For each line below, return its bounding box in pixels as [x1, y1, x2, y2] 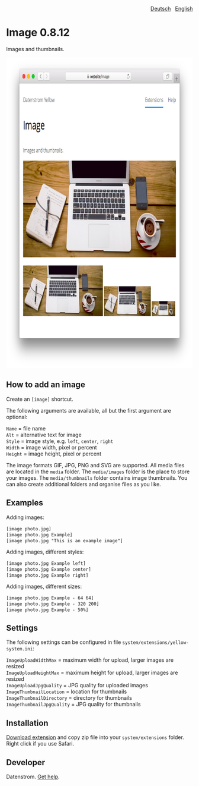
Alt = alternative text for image [6, 431, 82, 438]
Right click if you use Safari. [6, 740, 75, 747]
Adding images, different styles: [6, 548, 84, 555]
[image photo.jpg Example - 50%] [6, 606, 89, 613]
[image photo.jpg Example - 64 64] [6, 595, 94, 601]
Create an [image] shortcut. [6, 395, 73, 403]
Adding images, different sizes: [6, 583, 82, 590]
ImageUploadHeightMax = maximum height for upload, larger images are [6, 669, 178, 677]
